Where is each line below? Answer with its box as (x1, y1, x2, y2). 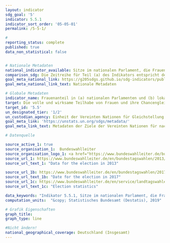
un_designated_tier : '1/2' (5, 110, 62, 115)
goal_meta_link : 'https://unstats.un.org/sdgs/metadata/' (5, 119, 130, 124)
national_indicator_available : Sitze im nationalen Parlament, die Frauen (5, 68, 166, 73)
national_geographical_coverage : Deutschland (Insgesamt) (5, 230, 130, 235)
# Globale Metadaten (5, 91, 49, 96)
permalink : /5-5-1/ (5, 26, 47, 31)
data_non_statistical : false (5, 49, 67, 55)
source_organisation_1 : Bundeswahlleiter (5, 147, 96, 152)
